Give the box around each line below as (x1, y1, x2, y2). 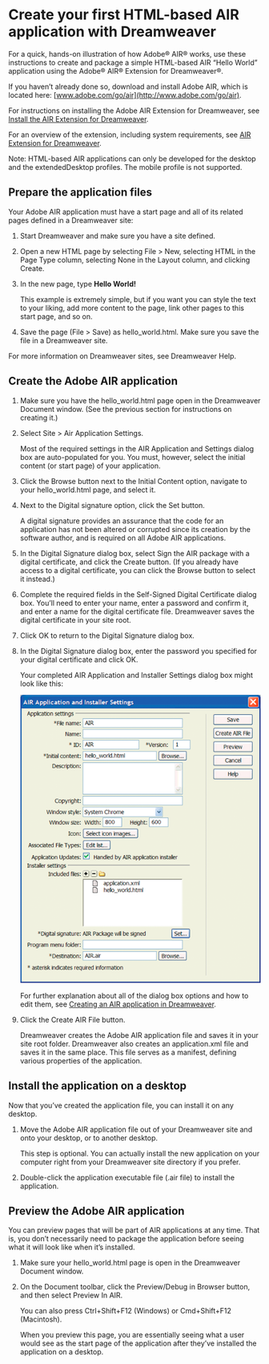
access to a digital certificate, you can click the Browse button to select (19, 565, 256, 575)
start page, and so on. (19, 311, 94, 321)
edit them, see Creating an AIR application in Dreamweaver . (19, 999, 216, 1009)
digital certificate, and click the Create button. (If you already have (19, 557, 239, 567)
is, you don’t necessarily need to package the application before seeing (8, 1234, 244, 1244)
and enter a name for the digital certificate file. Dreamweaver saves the (19, 607, 255, 616)
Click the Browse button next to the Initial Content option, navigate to (19, 476, 247, 486)
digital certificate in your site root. (19, 615, 132, 624)
